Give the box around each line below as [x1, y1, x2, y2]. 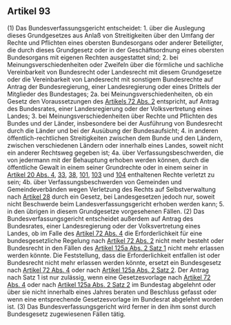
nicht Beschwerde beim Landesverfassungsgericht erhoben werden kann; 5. [7, 199, 225, 208]
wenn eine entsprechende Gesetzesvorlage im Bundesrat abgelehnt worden [7, 295, 223, 303]
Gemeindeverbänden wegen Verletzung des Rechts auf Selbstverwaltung [7, 185, 216, 193]
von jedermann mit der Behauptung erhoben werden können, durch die [7, 155, 210, 164]
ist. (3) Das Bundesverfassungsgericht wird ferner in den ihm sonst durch [7, 302, 216, 311]
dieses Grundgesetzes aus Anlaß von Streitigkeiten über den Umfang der [7, 31, 215, 39]
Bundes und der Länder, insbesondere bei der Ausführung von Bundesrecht [7, 119, 223, 127]
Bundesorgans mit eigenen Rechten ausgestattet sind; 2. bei [7, 53, 179, 61]
